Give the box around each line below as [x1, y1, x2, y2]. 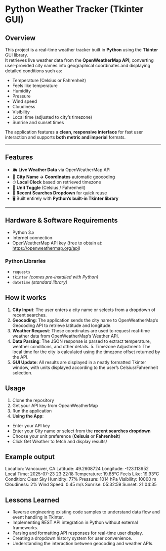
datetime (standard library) [12, 279, 68, 285]
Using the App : [12, 413, 44, 419]
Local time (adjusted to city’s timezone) [12, 114, 92, 120]
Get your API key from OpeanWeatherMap [12, 402, 98, 409]
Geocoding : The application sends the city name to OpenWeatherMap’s [12, 317, 159, 323]
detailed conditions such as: [5, 68, 63, 74]
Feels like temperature [12, 83, 58, 89]
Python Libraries [5, 257, 46, 264]
